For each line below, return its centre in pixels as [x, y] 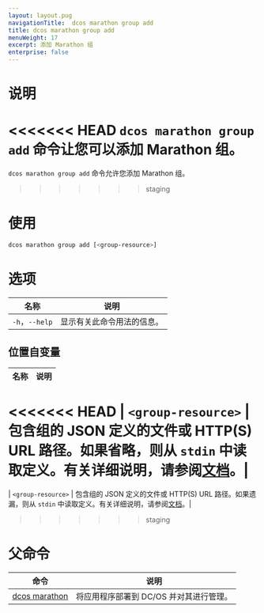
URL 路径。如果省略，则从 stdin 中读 [128, 450]
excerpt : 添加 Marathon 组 [51, 45]
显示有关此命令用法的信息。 [112, 321]
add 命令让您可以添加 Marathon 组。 [126, 150]
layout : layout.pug [40, 15]
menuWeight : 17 [33, 38]
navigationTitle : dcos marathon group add [81, 23]
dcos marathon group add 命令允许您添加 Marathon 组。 [99, 173]
